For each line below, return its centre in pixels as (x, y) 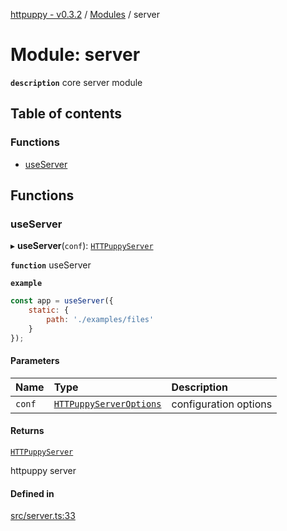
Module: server (75, 55)
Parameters (35, 361)
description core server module (76, 82)
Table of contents (66, 114)
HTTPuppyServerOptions (107, 403)
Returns (27, 431)
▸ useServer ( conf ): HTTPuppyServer (82, 246)
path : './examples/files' (100, 320)
